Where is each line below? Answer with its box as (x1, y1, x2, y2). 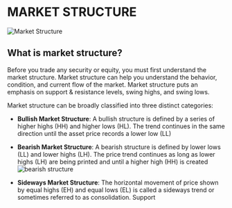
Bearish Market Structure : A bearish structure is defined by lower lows (17, 143, 222, 151)
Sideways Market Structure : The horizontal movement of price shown (17, 178, 220, 187)
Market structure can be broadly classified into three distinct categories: (7, 101, 213, 110)
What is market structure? (7, 47, 123, 59)
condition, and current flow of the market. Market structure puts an (7, 80, 199, 89)
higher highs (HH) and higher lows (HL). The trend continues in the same (17, 122, 225, 130)
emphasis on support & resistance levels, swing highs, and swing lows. (7, 87, 210, 96)
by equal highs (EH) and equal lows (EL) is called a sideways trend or (17, 185, 215, 194)
